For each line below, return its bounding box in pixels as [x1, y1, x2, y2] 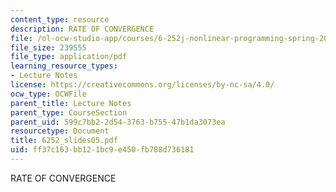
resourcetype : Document [10, 126, 110, 136]
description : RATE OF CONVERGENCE [10, 24, 155, 34]
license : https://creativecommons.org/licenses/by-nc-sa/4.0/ [10, 80, 275, 90]
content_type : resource [10, 14, 110, 25]
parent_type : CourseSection [10, 107, 128, 118]
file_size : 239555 [10, 42, 87, 53]
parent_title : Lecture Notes [10, 98, 132, 108]
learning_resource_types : [10, 61, 118, 71]
